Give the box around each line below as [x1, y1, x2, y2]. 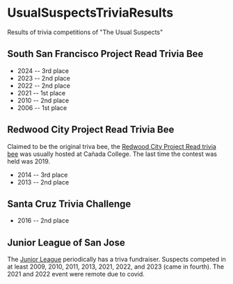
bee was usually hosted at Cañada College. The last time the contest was [7, 150, 218, 158]
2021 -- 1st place [17, 88, 66, 97]
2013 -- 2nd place [17, 177, 70, 186]
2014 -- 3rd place [17, 171, 68, 179]
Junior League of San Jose [7, 237, 125, 248]
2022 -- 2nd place [17, 81, 71, 90]
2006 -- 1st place [17, 103, 67, 112]
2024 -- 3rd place [17, 66, 70, 74]
